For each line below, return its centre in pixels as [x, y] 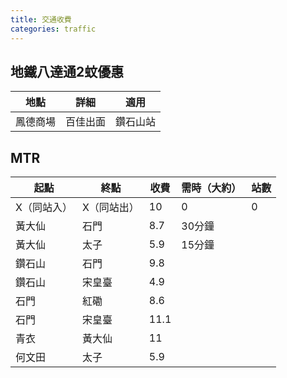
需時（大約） [211, 188]
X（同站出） [110, 208]
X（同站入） [44, 208]
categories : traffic [53, 29]
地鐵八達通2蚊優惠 [67, 71]
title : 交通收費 [41, 19]
